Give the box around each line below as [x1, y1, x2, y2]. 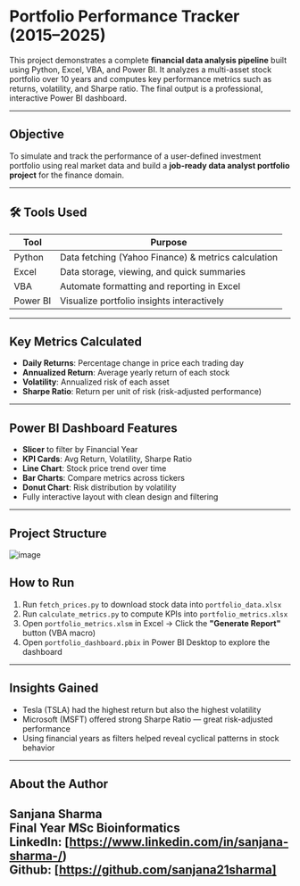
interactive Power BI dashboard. [9, 92, 128, 104]
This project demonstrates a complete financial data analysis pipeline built [9, 54, 287, 65]
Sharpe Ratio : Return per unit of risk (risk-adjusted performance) [21, 386, 262, 397]
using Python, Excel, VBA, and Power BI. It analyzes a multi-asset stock [9, 64, 272, 75]
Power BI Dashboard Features [9, 420, 179, 435]
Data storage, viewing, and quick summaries [59, 265, 246, 277]
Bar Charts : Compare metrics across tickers [21, 473, 186, 484]
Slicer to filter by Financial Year [21, 444, 138, 455]
